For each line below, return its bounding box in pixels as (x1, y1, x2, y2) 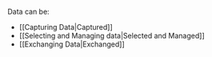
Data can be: (7, 7, 50, 16)
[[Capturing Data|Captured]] (18, 22, 113, 31)
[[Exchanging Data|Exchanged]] (18, 39, 125, 49)
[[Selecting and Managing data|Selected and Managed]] (18, 31, 205, 40)
